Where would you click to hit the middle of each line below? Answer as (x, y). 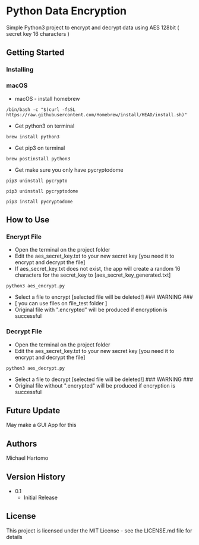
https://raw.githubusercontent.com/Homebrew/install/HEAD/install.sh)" (97, 114)
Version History (36, 477)
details (14, 537)
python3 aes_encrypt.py (36, 286)
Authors (22, 443)
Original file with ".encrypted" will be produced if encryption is (91, 310)
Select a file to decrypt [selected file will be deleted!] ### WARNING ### (104, 379)
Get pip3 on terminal (40, 148)
